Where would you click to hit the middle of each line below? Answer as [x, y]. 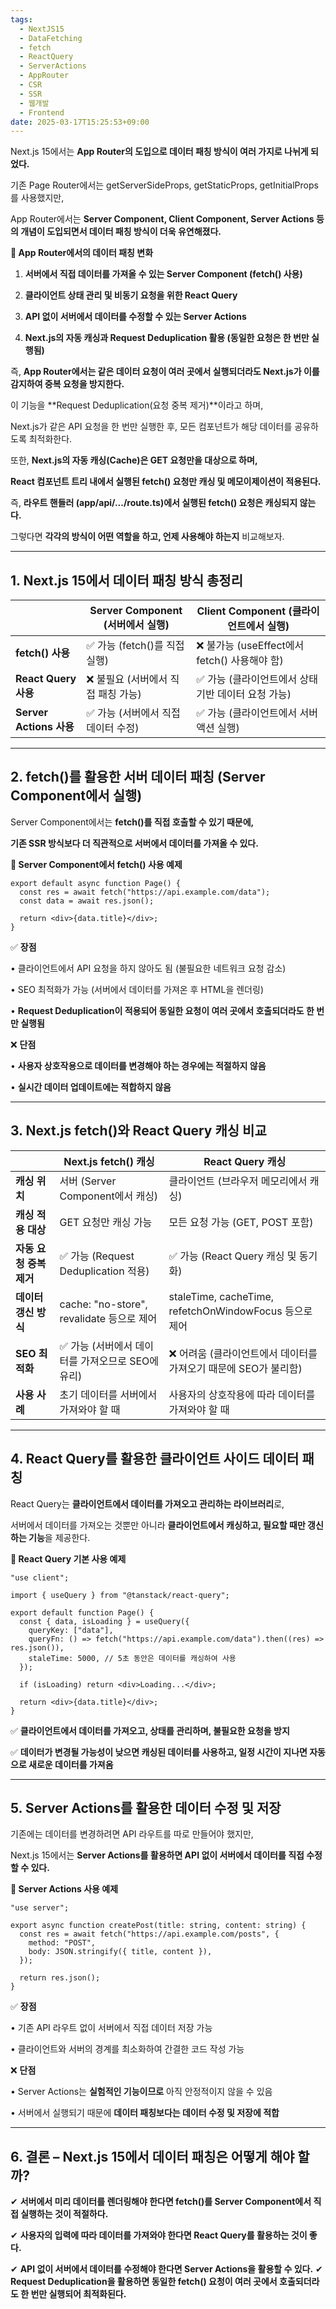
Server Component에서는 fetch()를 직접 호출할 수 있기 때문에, [132, 822]
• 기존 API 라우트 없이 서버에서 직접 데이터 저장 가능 [111, 2028]
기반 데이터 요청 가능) [244, 694]
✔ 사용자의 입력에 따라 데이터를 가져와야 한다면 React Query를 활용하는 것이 [159, 2235]
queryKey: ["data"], [71, 1630]
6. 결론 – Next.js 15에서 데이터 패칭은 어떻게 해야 [152, 2156]
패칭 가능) [120, 694]
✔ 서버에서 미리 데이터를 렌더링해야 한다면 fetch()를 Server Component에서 [161, 2202]
